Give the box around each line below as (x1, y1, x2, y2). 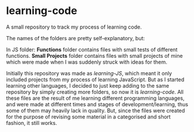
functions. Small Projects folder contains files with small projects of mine (6, 52, 183, 59)
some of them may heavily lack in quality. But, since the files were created (6, 107, 185, 114)
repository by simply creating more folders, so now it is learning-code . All (6, 88, 183, 95)
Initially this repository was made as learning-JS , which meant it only (6, 70, 172, 77)
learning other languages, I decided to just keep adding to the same (6, 82, 169, 89)
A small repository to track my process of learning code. (6, 23, 142, 30)
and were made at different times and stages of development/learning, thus (6, 100, 189, 107)
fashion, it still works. (6, 119, 57, 126)
